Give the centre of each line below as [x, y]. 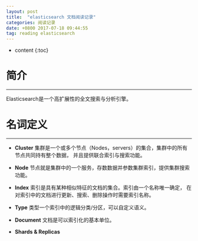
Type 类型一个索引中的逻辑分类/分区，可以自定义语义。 [82, 207]
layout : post [22, 11]
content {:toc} [32, 50]
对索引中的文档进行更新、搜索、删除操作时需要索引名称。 [84, 195]
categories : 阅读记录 [31, 22]
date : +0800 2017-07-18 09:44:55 [47, 28]
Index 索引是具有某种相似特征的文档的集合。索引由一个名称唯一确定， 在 [103, 187]
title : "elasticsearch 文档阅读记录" [51, 17]
